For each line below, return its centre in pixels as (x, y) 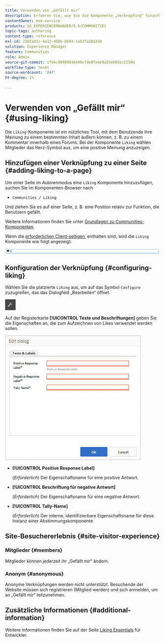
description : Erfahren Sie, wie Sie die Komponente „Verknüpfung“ (74, 15)
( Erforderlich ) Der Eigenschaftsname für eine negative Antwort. (76, 497)
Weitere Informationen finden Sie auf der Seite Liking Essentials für (73, 630)
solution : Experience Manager (36, 47)
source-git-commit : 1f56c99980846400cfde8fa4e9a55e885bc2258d (70, 62)
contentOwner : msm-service (33, 21)
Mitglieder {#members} (34, 550)
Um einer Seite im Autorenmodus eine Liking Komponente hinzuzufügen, (79, 182)
